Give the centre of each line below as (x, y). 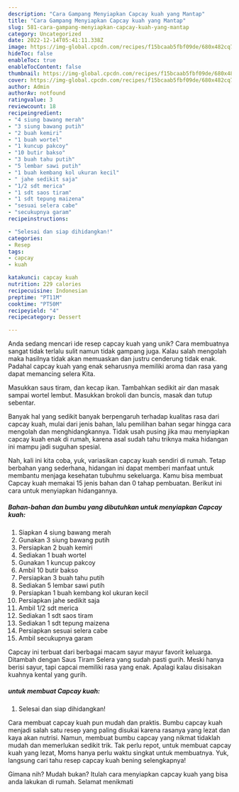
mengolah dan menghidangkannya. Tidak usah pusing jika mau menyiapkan (119, 432)
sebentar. (22, 403)
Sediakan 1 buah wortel (52, 555)
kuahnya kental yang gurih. (48, 675)
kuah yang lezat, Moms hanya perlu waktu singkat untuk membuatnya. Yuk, (118, 753)
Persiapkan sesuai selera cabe (63, 631)
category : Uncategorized (45, 34)
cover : (18, 80)
